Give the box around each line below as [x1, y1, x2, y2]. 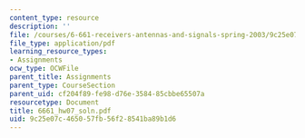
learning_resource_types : [9, 47, 107, 56]
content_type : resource [9, 13, 100, 23]
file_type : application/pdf [9, 38, 116, 48]
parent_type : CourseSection [9, 81, 116, 90]
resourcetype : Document [9, 97, 100, 107]
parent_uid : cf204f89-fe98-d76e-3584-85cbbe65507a [9, 89, 205, 98]
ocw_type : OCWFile [9, 64, 79, 74]
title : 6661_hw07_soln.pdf [9, 106, 112, 115]
